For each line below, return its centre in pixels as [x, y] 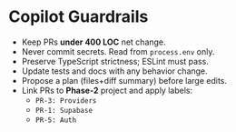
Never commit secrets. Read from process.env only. [118, 51]
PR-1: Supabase [64, 110]
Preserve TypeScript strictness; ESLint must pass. [115, 61]
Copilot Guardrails [79, 17]
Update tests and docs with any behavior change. [114, 71]
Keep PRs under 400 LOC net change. [93, 42]
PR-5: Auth [56, 120]
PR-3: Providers [66, 101]
